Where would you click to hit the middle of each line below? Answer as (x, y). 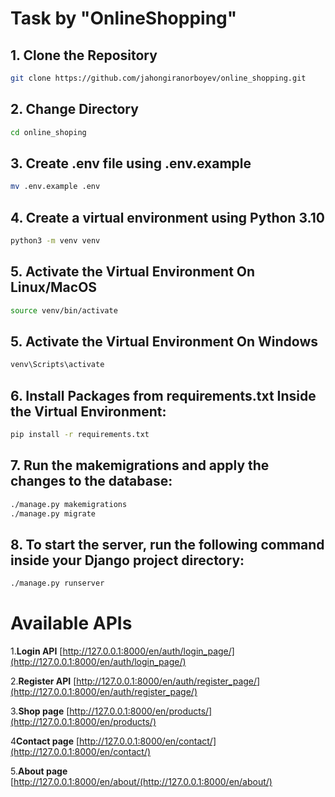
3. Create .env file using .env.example (131, 163)
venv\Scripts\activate (57, 365)
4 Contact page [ (45, 741)
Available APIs (71, 623)
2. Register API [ (43, 681)
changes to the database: (91, 481)
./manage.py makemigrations (69, 504)
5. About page (39, 771)
